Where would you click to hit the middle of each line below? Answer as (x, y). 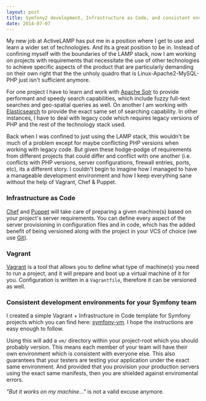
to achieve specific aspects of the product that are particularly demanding (100, 67)
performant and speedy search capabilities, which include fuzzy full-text (98, 98)
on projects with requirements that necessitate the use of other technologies (103, 60)
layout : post (23, 12)
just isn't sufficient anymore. (55, 80)
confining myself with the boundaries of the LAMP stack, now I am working (101, 54)
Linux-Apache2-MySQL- (168, 74)
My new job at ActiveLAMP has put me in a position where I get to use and (100, 41)
